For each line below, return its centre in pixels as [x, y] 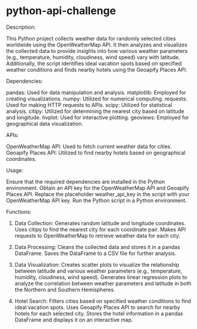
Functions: [19, 211]
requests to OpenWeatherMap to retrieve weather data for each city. [97, 236]
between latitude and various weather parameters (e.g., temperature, [98, 271]
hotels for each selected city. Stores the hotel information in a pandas [99, 313]
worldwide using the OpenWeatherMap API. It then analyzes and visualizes [97, 45]
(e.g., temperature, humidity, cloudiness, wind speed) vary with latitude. [93, 57]
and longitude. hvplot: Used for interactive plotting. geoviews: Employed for [98, 117]
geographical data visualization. [45, 123]
